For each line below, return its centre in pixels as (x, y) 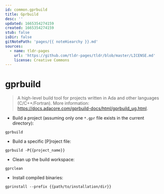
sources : (14, 46)
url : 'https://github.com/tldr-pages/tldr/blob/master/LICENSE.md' (85, 55)
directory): (23, 123)
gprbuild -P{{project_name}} (35, 151)
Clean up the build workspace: (43, 160)
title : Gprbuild (22, 14)
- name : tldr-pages (30, 51)
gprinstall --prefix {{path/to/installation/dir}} (58, 187)
